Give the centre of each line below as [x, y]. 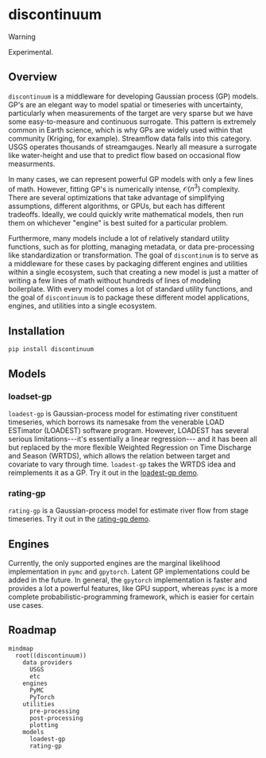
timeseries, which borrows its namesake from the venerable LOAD [116, 422]
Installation [37, 331]
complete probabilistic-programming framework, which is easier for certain [131, 597]
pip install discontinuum [51, 350]
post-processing [56, 718]
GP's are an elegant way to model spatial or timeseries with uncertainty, [126, 104]
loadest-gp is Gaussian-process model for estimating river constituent [123, 413]
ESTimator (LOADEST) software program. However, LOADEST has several [129, 430]
